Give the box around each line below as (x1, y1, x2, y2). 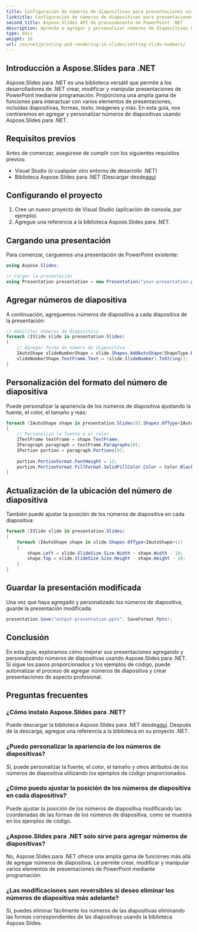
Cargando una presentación (6, 235, 111, 245)
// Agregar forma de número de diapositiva (16, 345, 126, 351)
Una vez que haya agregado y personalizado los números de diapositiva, (6, 598, 183, 605)
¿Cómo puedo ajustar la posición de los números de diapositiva (6, 784, 192, 792)
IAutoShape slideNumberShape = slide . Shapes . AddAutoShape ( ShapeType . (16, 350, 192, 357)
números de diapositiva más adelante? (6, 894, 119, 902)
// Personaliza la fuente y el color (16, 431, 110, 437)
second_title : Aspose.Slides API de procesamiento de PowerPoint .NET (6, 19, 183, 25)
